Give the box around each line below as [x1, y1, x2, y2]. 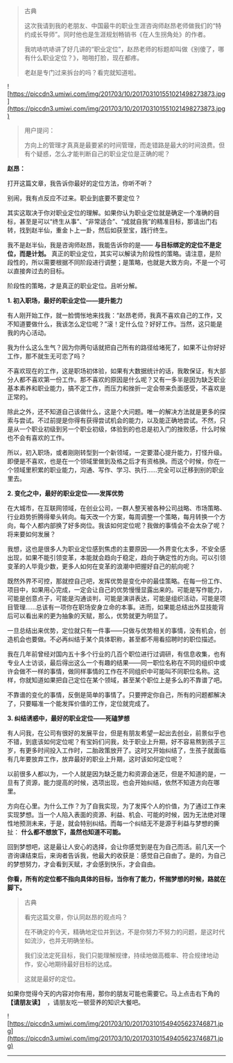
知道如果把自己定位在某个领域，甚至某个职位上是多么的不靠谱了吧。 [31, 676, 226, 684]
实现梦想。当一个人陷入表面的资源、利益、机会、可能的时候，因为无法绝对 [7, 811, 220, 818]
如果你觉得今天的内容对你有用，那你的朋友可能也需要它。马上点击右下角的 [7, 989, 220, 998]
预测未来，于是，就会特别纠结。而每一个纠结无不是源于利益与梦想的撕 [19, 819, 220, 827]
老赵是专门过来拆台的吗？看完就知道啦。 [24, 69, 140, 76]
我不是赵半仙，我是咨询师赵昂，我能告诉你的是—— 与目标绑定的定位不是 [7, 241, 216, 249]
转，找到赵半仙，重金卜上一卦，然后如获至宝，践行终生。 [7, 226, 171, 234]
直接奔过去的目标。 [12, 267, 68, 275]
